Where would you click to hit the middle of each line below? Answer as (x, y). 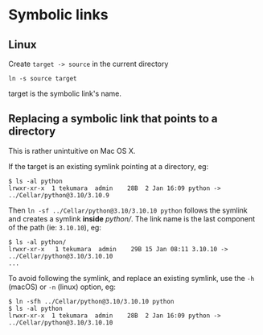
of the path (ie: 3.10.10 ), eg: (55, 227)
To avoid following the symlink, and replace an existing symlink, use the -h (131, 278)
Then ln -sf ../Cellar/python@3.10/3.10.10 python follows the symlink (128, 210)
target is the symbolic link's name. (65, 93)
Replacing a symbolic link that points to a (113, 119)
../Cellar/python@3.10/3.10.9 (59, 195)
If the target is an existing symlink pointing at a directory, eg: (109, 166)
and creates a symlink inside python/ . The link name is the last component (132, 218)
